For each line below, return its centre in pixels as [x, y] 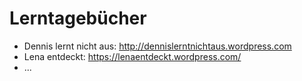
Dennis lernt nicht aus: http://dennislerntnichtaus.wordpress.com [157, 46]
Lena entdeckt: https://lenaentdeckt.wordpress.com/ [132, 56]
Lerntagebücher [78, 18]
